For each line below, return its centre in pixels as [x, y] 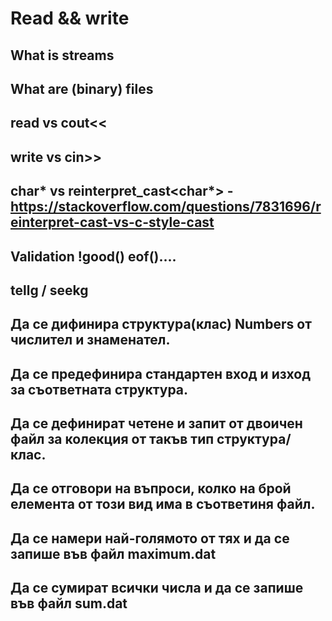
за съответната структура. [99, 389]
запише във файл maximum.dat [113, 553]
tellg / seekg [49, 290]
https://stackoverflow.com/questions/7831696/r [166, 207]
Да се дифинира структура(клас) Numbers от [161, 324]
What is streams [62, 55]
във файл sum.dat [69, 603]
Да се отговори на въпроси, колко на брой [151, 488]
